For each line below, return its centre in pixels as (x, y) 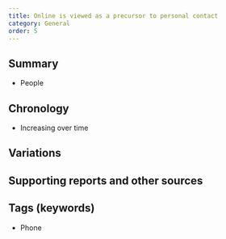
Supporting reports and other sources (106, 180)
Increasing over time (54, 128)
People (32, 83)
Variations (35, 153)
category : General (39, 23)
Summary (33, 63)
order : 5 (23, 31)
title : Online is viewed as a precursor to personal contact (113, 16)
